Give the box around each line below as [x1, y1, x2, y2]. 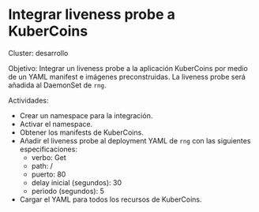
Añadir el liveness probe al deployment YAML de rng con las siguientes [19, 136, 251, 145]
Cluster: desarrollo [8, 48, 69, 58]
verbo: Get [31, 152, 66, 162]
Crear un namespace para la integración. [19, 110, 153, 120]
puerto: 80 [31, 169, 66, 179]
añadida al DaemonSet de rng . [8, 80, 107, 90]
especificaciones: [19, 144, 77, 154]
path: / [31, 161, 54, 170]
